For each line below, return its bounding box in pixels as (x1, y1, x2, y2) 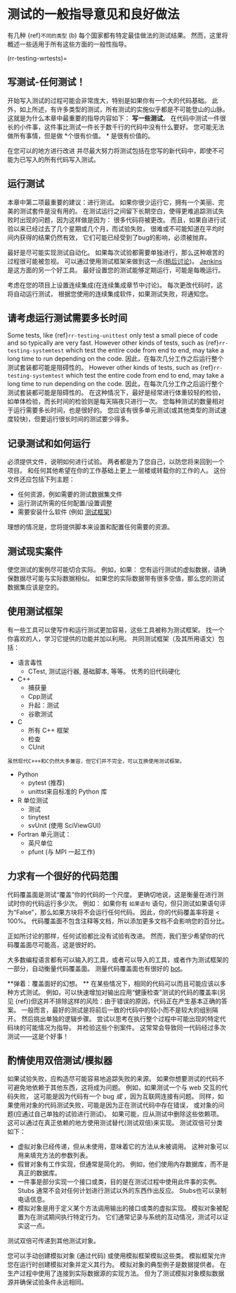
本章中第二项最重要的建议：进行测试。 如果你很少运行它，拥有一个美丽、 (7, 198, 218, 206)
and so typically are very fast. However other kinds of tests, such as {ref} (7, 339, 219, 347)
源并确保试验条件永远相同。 (7, 1278, 88, 1287)
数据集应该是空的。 (7, 583, 63, 591)
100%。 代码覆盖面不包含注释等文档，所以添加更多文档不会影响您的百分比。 (7, 917, 229, 925)
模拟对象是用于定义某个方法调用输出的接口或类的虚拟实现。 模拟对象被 (17, 1204, 223, 1213)
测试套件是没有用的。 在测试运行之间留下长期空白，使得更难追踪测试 (19, 206, 218, 215)
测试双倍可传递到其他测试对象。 (7, 1237, 100, 1245)
